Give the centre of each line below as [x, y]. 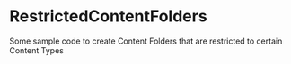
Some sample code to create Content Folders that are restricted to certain [146, 41]
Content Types [37, 50]
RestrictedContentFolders [109, 16]
